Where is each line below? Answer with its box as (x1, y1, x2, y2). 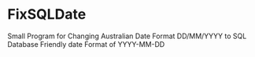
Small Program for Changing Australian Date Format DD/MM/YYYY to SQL (7, 31, 247, 41)
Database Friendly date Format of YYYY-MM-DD (7, 39, 165, 48)
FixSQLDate (7, 5, 87, 23)
